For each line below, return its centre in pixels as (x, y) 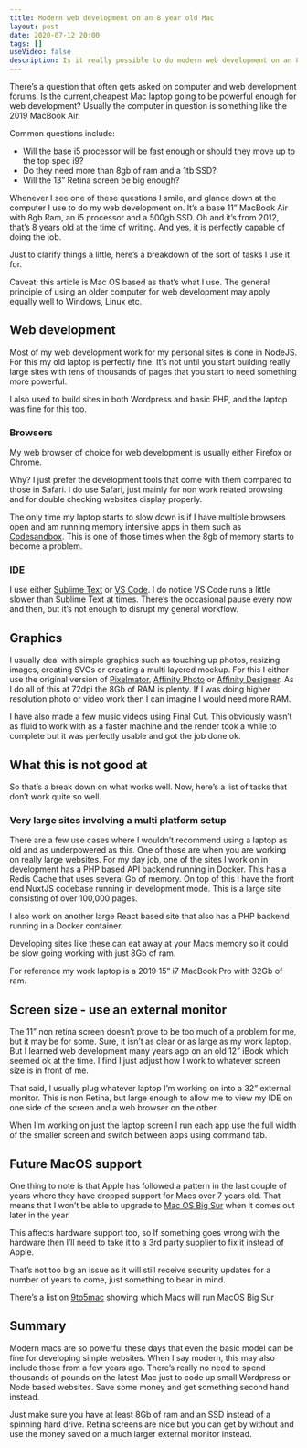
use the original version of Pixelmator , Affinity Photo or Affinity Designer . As (152, 680)
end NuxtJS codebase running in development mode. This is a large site (145, 889)
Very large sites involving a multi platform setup (118, 820)
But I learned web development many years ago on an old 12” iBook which (149, 1051)
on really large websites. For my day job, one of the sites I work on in (139, 860)
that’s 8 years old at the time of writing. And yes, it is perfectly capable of (148, 227)
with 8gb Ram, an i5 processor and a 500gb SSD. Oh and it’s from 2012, (144, 217)
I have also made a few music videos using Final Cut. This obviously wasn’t (151, 717)
